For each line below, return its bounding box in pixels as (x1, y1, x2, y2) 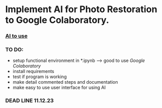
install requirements (12, 68, 55, 75)
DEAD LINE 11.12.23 (5, 97, 54, 104)
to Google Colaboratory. (5, 14, 110, 26)
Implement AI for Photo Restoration (5, 4, 157, 15)
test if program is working (12, 74, 67, 80)
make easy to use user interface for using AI (12, 85, 106, 91)
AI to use (5, 32, 28, 40)
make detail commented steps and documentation (12, 79, 118, 85)
